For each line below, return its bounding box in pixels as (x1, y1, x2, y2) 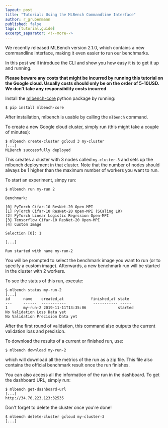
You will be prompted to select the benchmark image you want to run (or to (5, 258, 161, 263)
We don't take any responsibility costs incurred (5, 86, 107, 91)
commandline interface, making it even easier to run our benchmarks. (5, 50, 149, 56)
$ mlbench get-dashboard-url (5, 387, 66, 392)
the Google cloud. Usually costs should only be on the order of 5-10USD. (5, 80, 159, 86)
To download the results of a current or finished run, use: (5, 338, 124, 344)
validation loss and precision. (5, 328, 66, 334)
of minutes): (5, 129, 30, 135)
